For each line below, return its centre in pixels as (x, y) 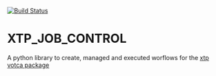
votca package (28, 65)
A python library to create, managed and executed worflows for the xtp (108, 57)
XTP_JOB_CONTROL (67, 39)
